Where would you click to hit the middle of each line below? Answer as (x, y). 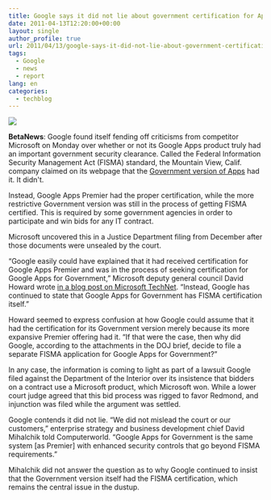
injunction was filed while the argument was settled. (95, 405)
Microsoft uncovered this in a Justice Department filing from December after (135, 237)
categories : (28, 91)
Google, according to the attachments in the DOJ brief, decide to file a (125, 345)
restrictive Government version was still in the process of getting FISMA (128, 204)
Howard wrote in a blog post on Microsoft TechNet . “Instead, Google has (129, 287)
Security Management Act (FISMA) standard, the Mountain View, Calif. (125, 163)
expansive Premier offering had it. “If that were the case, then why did (125, 337)
